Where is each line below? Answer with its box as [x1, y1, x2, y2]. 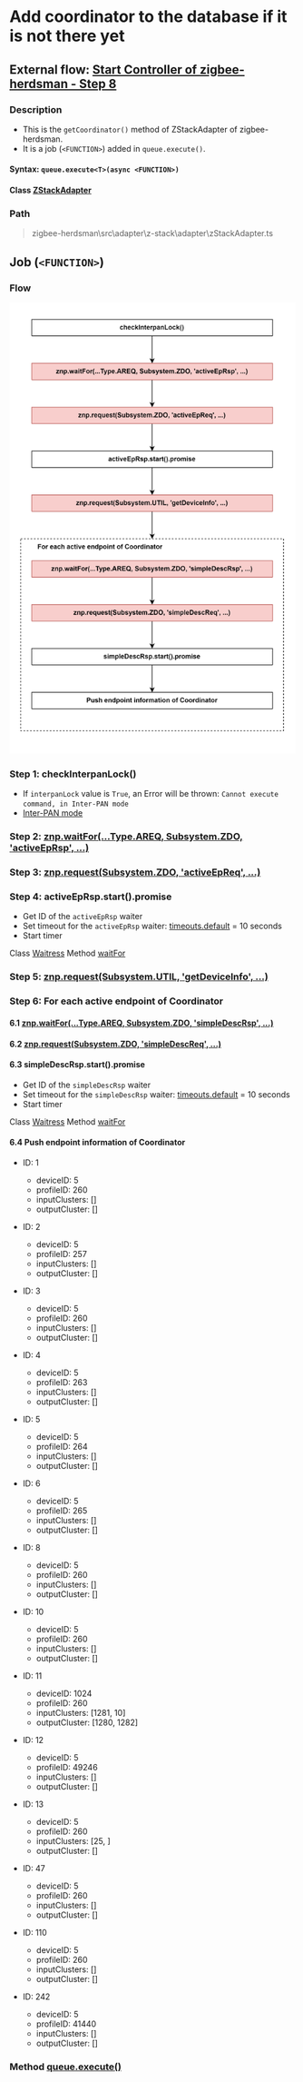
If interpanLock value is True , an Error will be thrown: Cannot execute [22, 788, 279, 799]
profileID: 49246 [35, 1761, 98, 1772]
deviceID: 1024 [35, 1688, 93, 1699]
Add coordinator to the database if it [9, 6, 288, 27]
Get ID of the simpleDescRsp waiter [22, 1079, 151, 1090]
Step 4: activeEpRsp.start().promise [9, 890, 172, 903]
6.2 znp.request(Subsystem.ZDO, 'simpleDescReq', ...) [9, 1038, 222, 1049]
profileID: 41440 [35, 2018, 97, 2029]
